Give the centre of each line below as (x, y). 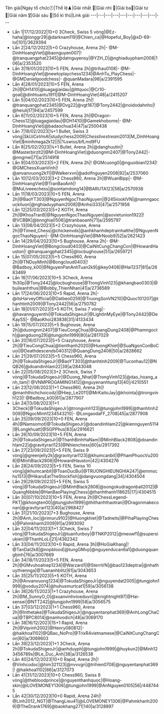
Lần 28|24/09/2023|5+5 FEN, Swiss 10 (51, 466)
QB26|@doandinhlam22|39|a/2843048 (52, 366)
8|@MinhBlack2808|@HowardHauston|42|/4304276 (65, 461)
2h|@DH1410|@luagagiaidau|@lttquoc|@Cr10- (59, 89)
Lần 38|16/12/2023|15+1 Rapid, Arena (50, 623)
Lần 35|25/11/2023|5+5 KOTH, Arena (49, 575)
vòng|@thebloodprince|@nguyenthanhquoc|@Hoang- (67, 680)
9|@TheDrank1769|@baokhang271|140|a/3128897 (63, 706)
